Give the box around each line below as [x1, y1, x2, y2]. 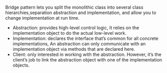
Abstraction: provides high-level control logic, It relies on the [12, 25, 140, 31]
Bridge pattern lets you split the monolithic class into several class [5, 5, 144, 10]
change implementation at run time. [5, 15, 80, 21]
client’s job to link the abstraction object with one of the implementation [12, 57, 162, 62]
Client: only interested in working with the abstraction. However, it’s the [12, 51, 161, 57]
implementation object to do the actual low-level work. [12, 30, 127, 36]
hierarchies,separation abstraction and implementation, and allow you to [5, 10, 156, 16]
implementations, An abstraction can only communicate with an [12, 41, 146, 47]
